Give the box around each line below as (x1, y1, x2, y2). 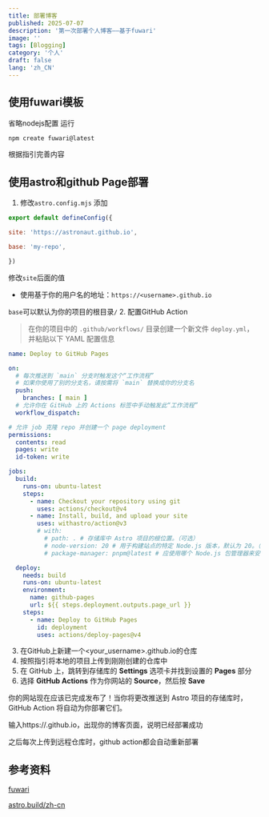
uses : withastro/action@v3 (37, 519, 127, 528)
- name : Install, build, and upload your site (29, 512, 188, 520)
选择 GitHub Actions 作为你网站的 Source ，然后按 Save (19, 676, 206, 686)
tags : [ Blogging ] (8, 42, 66, 50)
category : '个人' (8, 49, 64, 57)
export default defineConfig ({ (8, 214, 113, 222)
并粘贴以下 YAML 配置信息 (27, 334, 115, 343)
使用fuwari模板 (8, 95, 84, 109)
